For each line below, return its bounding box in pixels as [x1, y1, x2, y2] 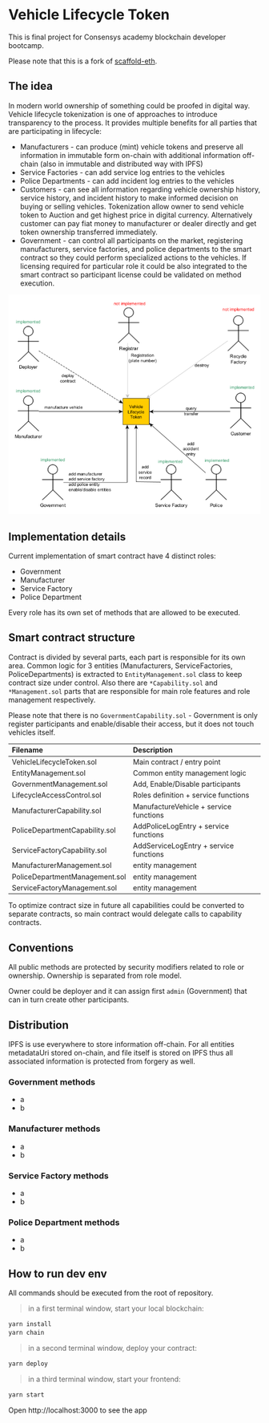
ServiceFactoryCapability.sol [11, 845, 107, 855]
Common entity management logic [133, 768, 247, 777]
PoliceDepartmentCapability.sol [11, 825, 116, 835]
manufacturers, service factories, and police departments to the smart [19, 244, 252, 253]
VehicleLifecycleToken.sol [11, 756, 98, 767]
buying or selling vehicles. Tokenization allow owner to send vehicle [19, 201, 244, 211]
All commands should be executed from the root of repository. [8, 1288, 214, 1297]
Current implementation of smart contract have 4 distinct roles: [8, 551, 216, 561]
